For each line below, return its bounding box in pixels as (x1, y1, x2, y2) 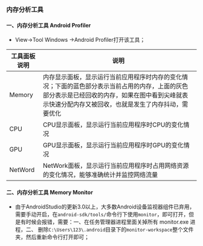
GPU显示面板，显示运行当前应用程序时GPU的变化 (43, 141, 184, 150)
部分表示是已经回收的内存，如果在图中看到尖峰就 (43, 91, 182, 99)
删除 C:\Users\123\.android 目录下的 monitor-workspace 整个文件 (37, 226, 194, 233)
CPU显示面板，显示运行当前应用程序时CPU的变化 (43, 121, 184, 129)
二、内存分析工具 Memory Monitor (6, 188, 94, 196)
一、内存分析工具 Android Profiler (6, 21, 91, 28)
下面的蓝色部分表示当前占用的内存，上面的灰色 (55, 82, 188, 90)
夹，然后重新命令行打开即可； (14, 233, 89, 241)
